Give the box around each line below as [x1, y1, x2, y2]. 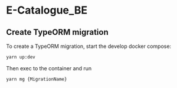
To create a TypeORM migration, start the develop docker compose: [6, 43, 172, 50]
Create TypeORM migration [6, 27, 109, 37]
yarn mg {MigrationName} [6, 76, 67, 82]
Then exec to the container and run [6, 64, 92, 71]
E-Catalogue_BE [6, 4, 88, 17]
